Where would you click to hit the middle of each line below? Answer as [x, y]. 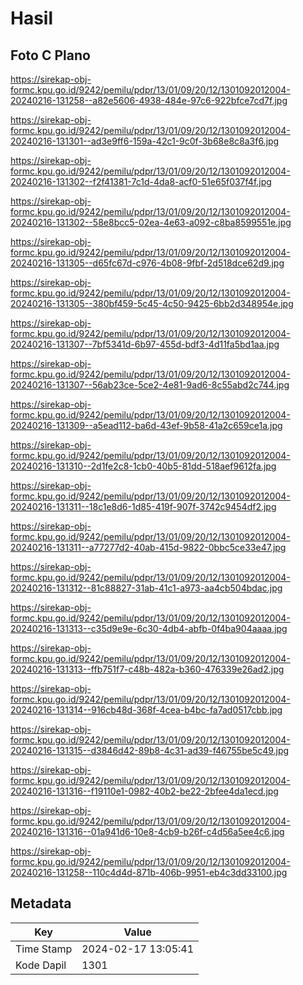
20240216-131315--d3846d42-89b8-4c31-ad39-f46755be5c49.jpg [150, 750]
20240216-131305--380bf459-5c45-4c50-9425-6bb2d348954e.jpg [152, 303]
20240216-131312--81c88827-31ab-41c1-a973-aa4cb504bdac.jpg [146, 588]
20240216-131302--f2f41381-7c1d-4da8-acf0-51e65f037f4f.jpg [141, 181]
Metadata [41, 903]
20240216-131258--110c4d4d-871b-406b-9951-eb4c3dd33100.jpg [149, 872]
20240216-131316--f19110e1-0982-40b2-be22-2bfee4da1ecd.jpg [144, 791]
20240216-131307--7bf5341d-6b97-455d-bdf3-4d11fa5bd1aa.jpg [145, 344]
